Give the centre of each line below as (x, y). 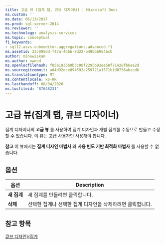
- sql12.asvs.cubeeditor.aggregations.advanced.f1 (59, 47)
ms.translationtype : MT (30, 75)
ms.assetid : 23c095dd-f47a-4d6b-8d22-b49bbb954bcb (59, 51)
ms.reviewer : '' (22, 28)
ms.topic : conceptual (28, 38)
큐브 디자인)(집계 (22, 237)
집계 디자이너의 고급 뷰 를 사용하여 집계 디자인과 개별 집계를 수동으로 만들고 (78, 130)
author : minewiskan (25, 56)
